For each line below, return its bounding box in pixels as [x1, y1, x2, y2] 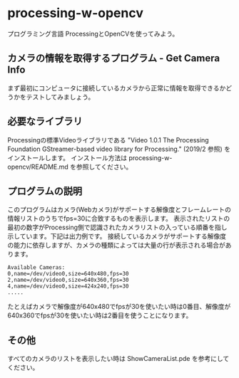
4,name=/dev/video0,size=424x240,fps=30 [7, 283, 130, 290]
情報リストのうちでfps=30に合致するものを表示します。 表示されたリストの [7, 214, 230, 223]
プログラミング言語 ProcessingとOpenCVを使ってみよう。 [7, 29, 179, 38]
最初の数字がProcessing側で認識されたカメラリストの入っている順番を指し [7, 223, 228, 232]
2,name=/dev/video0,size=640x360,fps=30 [7, 276, 130, 284]
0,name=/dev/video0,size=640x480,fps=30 [7, 271, 130, 278]
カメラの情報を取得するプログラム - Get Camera [7, 52, 220, 65]
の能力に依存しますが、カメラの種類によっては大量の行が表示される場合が [7, 241, 226, 250]
